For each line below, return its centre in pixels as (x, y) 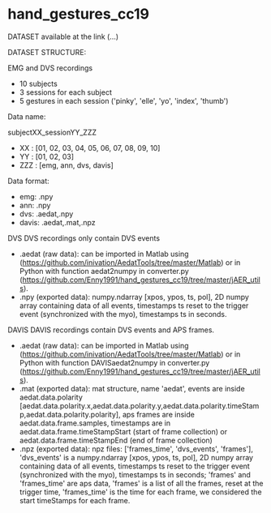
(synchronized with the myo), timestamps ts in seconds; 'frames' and (135, 474)
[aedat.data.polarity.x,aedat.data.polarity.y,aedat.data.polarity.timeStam (139, 405)
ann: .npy (35, 205)
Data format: (28, 181)
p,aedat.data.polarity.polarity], (70, 414)
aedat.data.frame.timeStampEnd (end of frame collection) (116, 440)
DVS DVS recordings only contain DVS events (84, 238)
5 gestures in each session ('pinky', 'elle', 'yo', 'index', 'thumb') (124, 100)
